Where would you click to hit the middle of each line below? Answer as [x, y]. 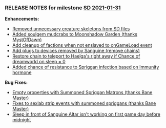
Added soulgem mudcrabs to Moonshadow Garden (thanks [75, 34]
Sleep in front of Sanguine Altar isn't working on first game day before [86, 114]
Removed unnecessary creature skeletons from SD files [71, 29]
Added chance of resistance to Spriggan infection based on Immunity [86, 67]
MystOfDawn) [27, 40]
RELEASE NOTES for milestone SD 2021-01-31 [63, 8]
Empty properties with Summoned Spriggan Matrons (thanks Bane [82, 93]
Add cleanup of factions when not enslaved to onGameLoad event [82, 45]
